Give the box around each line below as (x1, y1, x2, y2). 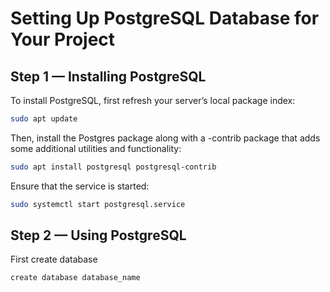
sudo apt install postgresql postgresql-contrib (10, 162, 217, 172)
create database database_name (10, 273, 141, 283)
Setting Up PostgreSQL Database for (10, 7, 320, 30)
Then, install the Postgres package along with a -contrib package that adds (10, 132, 321, 144)
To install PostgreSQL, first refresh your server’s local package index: (10, 95, 296, 106)
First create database (10, 253, 98, 266)
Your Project (10, 28, 116, 51)
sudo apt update (10, 114, 78, 124)
